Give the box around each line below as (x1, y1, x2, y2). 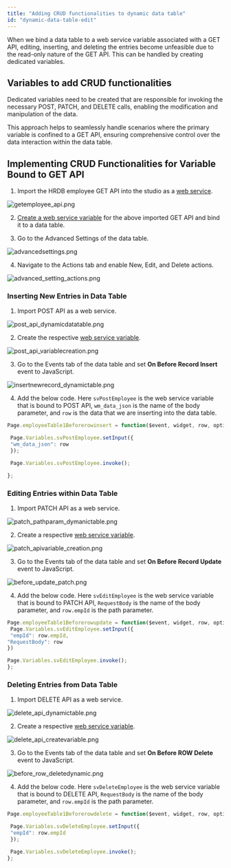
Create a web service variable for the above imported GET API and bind (16, 214, 220, 222)
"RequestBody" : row (7, 638, 63, 645)
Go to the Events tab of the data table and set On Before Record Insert (16, 360, 218, 369)
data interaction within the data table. (7, 138, 113, 147)
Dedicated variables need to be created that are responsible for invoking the (7, 96, 223, 104)
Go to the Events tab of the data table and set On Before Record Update (16, 557, 222, 565)
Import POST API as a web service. (16, 307, 117, 315)
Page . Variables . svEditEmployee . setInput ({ (10, 625, 134, 633)
